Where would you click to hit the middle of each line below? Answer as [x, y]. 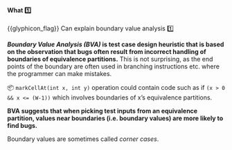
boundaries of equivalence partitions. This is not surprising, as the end [110, 59]
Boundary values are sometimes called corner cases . [83, 139]
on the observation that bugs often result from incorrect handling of [107, 52]
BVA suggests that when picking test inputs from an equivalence [102, 111]
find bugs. [23, 126]
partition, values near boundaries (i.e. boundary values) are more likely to [115, 118]
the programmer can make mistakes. [60, 74]
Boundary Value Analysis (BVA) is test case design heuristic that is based [116, 44]
